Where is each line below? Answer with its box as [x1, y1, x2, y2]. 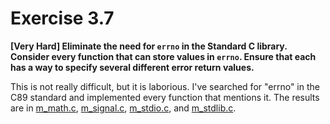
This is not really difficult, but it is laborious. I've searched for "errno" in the [10, 80, 320, 92]
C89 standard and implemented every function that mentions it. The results [10, 91, 320, 103]
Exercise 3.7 [10, 7, 115, 30]
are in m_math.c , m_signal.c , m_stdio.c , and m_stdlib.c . [10, 102, 237, 114]
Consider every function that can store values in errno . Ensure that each [10, 50, 317, 62]
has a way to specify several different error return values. [10, 61, 255, 73]
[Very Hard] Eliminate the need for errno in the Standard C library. [10, 40, 288, 52]
